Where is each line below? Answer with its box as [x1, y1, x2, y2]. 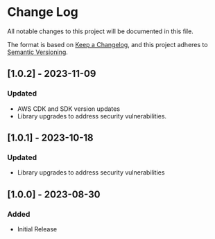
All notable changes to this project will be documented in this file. [7, 27, 194, 35]
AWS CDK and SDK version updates [17, 105, 120, 113]
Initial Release [17, 225, 58, 233]
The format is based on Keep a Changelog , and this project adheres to [7, 40, 208, 48]
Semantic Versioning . [7, 48, 68, 56]
